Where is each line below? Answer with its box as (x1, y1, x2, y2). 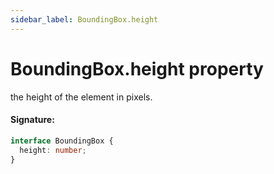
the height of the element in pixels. (10, 91, 153, 103)
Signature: (10, 114, 55, 126)
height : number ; (19, 145, 87, 155)
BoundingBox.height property (10, 57, 264, 80)
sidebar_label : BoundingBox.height (10, 14, 159, 25)
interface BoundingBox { (10, 136, 114, 146)
